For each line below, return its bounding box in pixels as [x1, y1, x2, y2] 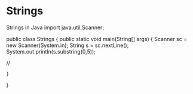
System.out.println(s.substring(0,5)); [6, 48, 96, 55]
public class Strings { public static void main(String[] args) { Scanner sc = [6, 35, 187, 42]
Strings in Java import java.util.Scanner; [6, 24, 105, 31]
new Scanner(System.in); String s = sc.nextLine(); [6, 42, 129, 49]
